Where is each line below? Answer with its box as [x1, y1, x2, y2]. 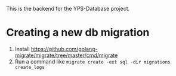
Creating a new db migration [6, 26, 150, 39]
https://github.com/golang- [30, 45, 98, 52]
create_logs [14, 64, 45, 70]
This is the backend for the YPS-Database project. [6, 5, 130, 12]
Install [14, 45, 30, 52]
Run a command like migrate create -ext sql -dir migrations [14, 58, 171, 65]
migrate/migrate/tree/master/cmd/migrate [14, 52, 118, 59]
